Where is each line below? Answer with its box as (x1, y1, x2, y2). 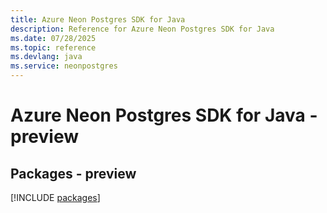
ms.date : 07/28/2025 (10, 33, 97, 43)
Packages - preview (10, 165, 137, 182)
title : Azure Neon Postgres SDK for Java (10, 14, 186, 25)
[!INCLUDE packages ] (10, 192, 101, 203)
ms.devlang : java (10, 52, 83, 62)
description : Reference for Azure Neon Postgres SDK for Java (10, 24, 275, 34)
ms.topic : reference (10, 42, 97, 53)
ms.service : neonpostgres (10, 61, 118, 71)
